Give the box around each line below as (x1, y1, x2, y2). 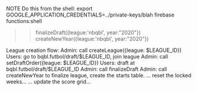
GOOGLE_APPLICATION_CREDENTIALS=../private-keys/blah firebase (6, 11, 175, 18)
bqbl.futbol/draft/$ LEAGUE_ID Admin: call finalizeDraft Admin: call (6, 66, 167, 73)
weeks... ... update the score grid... (6, 78, 91, 85)
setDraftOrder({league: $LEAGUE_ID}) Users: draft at (6, 59, 135, 66)
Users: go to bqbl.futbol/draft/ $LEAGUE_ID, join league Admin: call (6, 53, 169, 60)
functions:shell (6, 18, 43, 24)
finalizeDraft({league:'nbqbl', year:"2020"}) (35, 29, 141, 36)
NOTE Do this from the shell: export (6, 5, 93, 12)
